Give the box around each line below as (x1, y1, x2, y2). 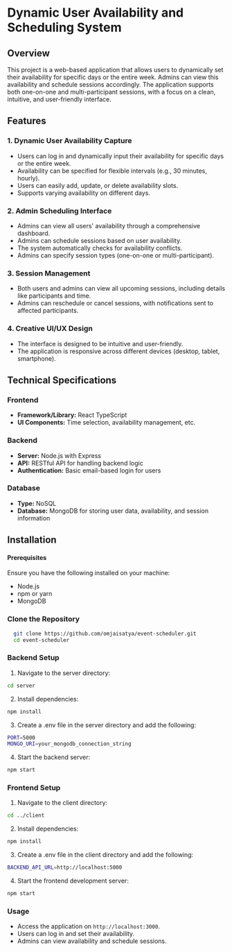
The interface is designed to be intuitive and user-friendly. (17, 339, 184, 348)
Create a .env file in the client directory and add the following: (17, 851, 194, 859)
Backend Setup (7, 653, 60, 663)
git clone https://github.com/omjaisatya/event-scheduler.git (13, 630, 197, 637)
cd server (7, 682, 36, 689)
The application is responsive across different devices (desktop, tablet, (17, 347, 220, 355)
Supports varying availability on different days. (17, 189, 151, 197)
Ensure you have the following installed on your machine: (7, 569, 170, 577)
